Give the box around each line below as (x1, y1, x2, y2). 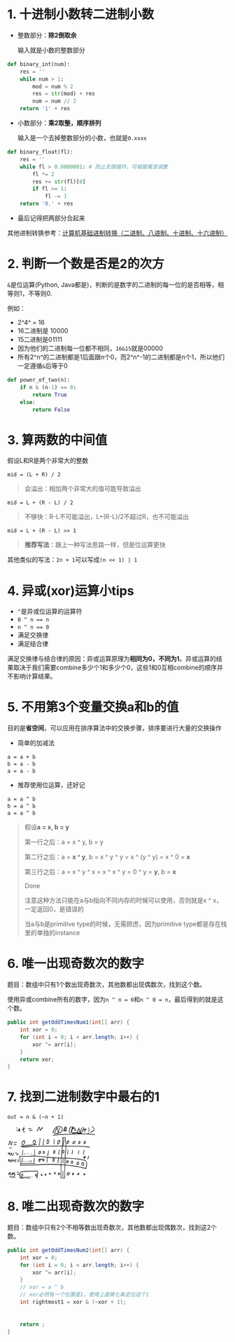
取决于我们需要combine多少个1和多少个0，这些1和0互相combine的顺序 (13, 664, 218, 672)
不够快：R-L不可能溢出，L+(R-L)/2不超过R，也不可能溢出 (24, 513, 190, 521)
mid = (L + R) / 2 (7, 471, 61, 478)
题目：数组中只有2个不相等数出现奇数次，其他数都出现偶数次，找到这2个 (7, 1223, 218, 1231)
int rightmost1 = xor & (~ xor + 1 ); (20, 1299, 127, 1306)
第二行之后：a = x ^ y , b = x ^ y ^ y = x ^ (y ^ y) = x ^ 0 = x (24, 853, 190, 861)
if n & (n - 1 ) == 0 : (20, 384, 77, 391)
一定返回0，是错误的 (24, 905, 84, 913)
